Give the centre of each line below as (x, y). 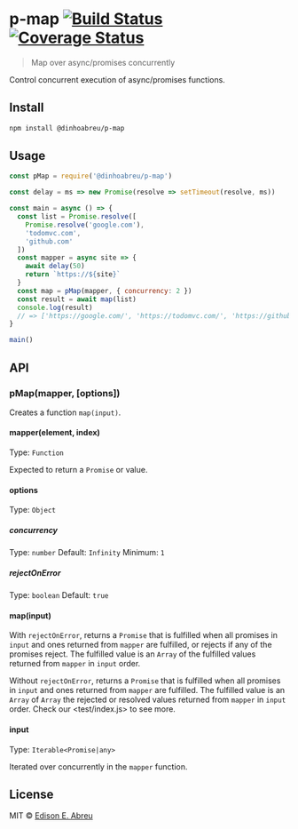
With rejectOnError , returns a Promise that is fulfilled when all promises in (143, 635)
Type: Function (37, 452)
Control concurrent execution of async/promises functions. (118, 79)
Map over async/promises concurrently (103, 62)
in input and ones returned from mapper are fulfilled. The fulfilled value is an (147, 690)
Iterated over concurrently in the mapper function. (98, 766)
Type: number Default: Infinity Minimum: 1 (87, 553)
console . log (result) (55, 307)
